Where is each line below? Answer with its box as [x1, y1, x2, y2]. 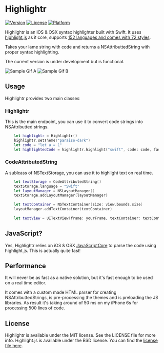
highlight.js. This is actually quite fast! [5, 248, 81, 253]
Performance [5, 261, 46, 270]
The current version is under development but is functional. [5, 58, 124, 64]
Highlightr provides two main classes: [5, 95, 81, 101]
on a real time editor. [5, 280, 46, 286]
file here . [5, 343, 23, 349]
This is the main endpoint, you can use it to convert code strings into [5, 119, 143, 125]
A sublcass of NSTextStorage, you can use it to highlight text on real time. [5, 170, 153, 176]
